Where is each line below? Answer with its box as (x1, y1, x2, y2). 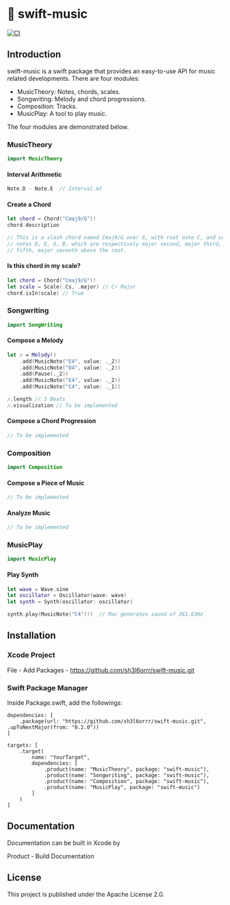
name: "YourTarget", (31, 754, 90, 761)
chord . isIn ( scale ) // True (7, 289, 84, 297)
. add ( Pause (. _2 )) (19, 370, 69, 378)
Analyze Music (7, 509, 51, 517)
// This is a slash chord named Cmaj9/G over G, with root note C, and (7, 234, 216, 241)
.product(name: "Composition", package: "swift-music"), (43, 778, 210, 785)
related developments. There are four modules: (7, 74, 140, 82)
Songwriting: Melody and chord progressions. (16, 95, 147, 103)
